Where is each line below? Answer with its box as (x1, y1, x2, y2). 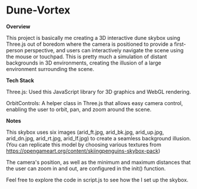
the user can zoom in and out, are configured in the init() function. (6, 165, 166, 172)
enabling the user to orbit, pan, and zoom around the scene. (6, 106, 152, 113)
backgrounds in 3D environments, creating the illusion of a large (6, 59, 162, 66)
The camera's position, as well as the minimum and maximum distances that (6, 158, 191, 166)
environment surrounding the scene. (6, 65, 95, 72)
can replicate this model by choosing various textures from (18, 141, 162, 148)
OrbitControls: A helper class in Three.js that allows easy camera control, (6, 99, 183, 106)
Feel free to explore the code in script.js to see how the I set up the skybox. (6, 176, 189, 183)
